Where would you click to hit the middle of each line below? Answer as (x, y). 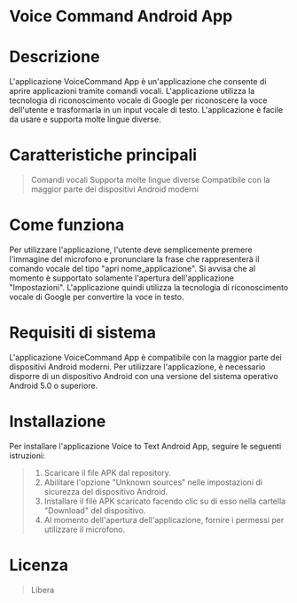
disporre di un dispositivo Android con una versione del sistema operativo (144, 376)
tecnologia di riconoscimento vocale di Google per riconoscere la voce (138, 100)
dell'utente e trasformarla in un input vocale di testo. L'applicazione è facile (146, 110)
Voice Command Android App (121, 16)
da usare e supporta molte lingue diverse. (85, 119)
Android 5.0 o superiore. (54, 385)
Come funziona (67, 225)
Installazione (58, 421)
